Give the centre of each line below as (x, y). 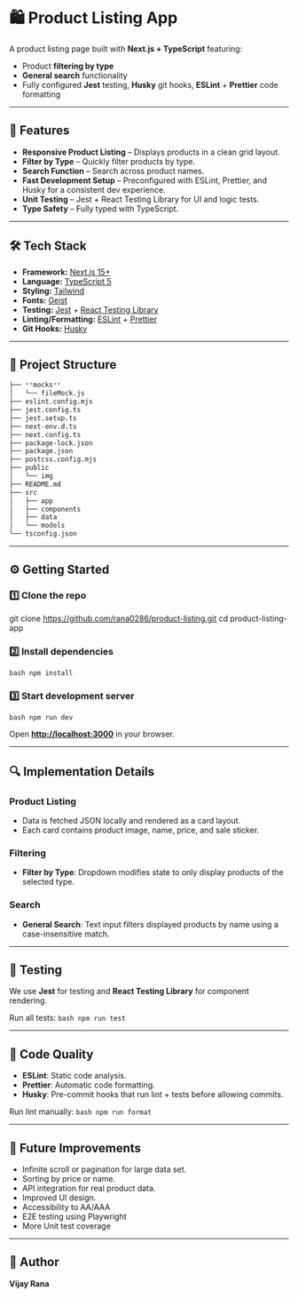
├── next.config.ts (45, 434)
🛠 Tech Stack (48, 246)
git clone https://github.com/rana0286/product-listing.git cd (119, 618)
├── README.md (35, 484)
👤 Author (34, 1262)
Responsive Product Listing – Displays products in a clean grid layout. (151, 152)
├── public (29, 468)
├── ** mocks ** (35, 385)
